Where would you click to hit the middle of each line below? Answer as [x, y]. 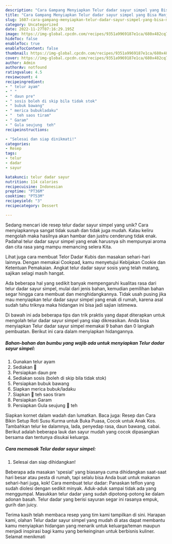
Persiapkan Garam [32, 400]
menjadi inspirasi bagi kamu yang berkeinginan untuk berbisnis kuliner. [80, 531]
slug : [11, 20]
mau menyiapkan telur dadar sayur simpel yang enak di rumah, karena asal [84, 300]
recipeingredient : [25, 82]
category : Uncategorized [32, 24]
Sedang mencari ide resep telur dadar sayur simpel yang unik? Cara [77, 225]
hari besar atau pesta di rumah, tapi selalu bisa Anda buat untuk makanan [83, 477]
